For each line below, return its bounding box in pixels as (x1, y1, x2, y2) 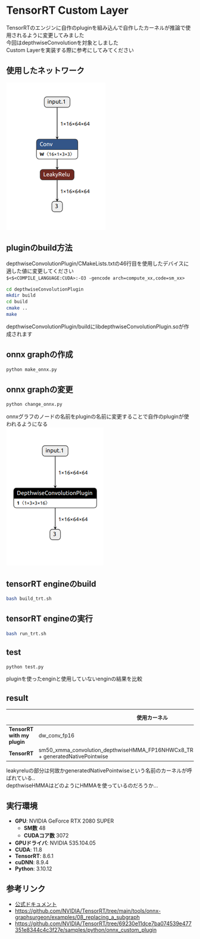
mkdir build (6, 293, 36, 298)
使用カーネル (136, 714, 168, 721)
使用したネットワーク (6, 66, 85, 76)
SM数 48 (23, 824, 46, 832)
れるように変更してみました (16, 31, 85, 39)
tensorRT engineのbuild (6, 578, 96, 589)
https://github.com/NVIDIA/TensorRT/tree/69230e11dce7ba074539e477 (14, 920, 192, 927)
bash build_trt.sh (6, 596, 52, 602)
